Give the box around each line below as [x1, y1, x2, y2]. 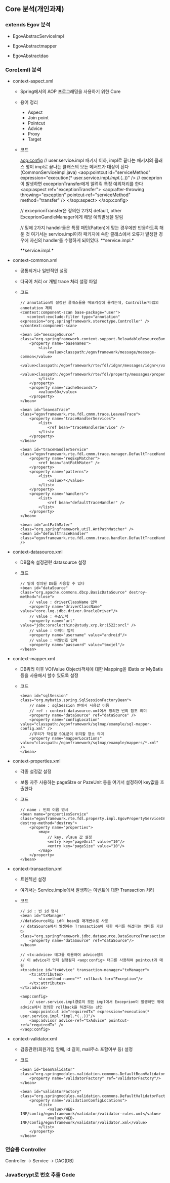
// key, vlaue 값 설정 [47, 835, 92, 840]
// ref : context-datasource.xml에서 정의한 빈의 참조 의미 [29, 708, 147, 713]
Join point [27, 114, 49, 120]
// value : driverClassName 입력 [29, 600, 98, 605]
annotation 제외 [20, 305, 53, 310]
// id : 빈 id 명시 [20, 908, 58, 914]
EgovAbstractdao [12, 53, 49, 59]
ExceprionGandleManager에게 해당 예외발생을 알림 [20, 214, 123, 220]
